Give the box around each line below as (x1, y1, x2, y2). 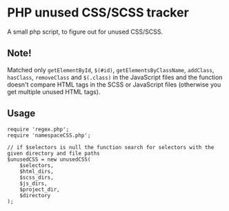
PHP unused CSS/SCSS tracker (7, 5, 190, 21)
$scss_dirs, (19, 174, 54, 181)
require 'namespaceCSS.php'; (7, 132, 91, 139)
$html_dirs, (19, 168, 54, 175)
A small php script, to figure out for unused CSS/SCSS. (7, 27, 163, 36)
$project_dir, (19, 186, 60, 193)
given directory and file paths (7, 150, 100, 157)
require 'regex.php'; (7, 126, 70, 133)
